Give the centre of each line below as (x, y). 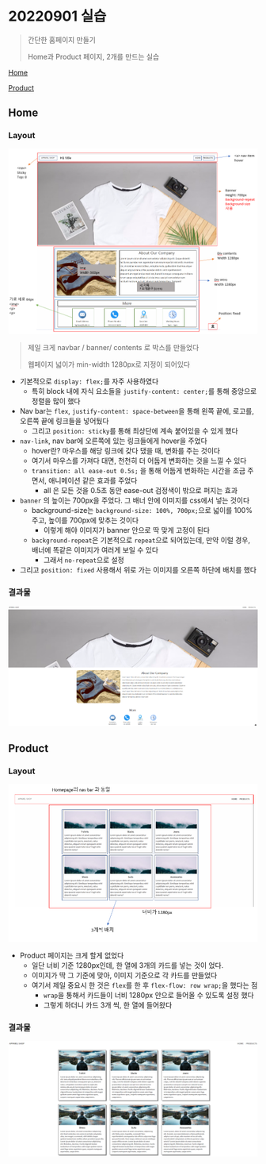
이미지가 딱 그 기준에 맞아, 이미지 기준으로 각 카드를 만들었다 (124, 975)
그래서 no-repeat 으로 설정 (84, 560)
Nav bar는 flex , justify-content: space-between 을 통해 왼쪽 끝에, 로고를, (137, 411)
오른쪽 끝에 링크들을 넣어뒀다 (64, 421)
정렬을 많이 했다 (56, 401)
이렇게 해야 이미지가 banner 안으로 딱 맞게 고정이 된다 (127, 530)
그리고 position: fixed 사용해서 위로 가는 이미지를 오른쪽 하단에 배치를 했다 (138, 570)
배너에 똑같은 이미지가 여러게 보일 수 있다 (95, 550)
